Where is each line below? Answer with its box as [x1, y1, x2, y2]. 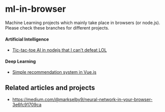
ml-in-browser [5, 3, 66, 15]
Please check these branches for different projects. [5, 25, 109, 30]
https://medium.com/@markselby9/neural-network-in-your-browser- [12, 97, 153, 103]
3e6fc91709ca [12, 102, 42, 108]
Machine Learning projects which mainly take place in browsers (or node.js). [5, 20, 161, 26]
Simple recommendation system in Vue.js [12, 69, 97, 75]
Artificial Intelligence [5, 36, 49, 42]
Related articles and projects [5, 84, 95, 92]
